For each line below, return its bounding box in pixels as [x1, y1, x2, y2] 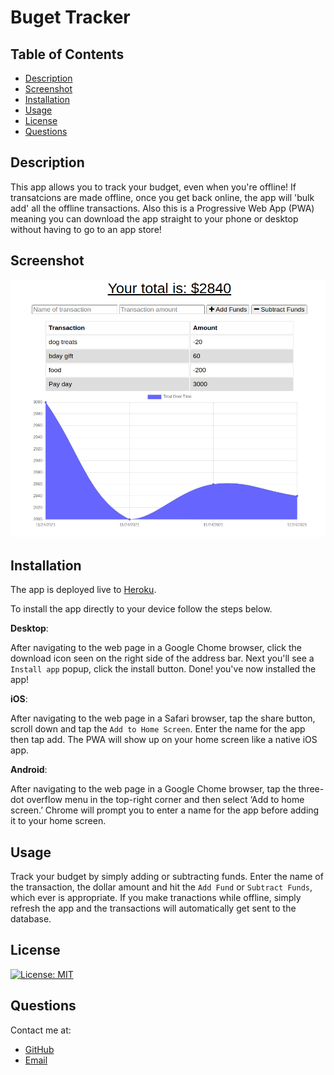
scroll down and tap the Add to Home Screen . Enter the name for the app [10, 723, 306, 735]
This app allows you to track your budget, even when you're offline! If [10, 181, 297, 193]
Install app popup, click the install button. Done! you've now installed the [10, 663, 317, 675]
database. [10, 913, 52, 925]
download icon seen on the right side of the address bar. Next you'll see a [10, 652, 315, 665]
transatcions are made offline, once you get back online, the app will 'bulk [10, 191, 315, 203]
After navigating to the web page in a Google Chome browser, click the [10, 642, 302, 654]
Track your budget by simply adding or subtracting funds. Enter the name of [10, 871, 324, 882]
